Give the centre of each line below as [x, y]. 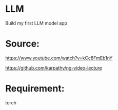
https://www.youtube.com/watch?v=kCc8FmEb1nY [59, 58]
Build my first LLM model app [36, 23]
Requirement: [35, 89]
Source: [23, 44]
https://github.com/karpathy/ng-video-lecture [54, 68]
